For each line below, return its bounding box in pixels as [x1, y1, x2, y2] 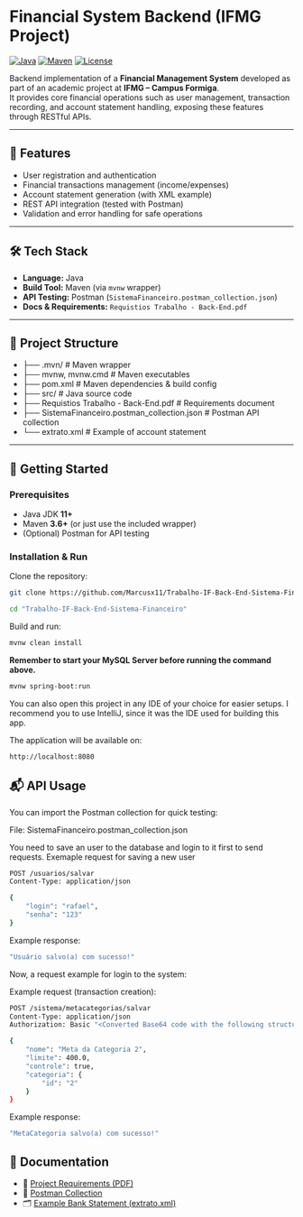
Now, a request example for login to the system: [9, 968, 188, 980]
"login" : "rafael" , [25, 902, 99, 911]
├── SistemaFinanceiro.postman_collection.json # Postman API [22, 408, 260, 419]
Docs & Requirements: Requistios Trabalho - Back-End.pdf [22, 300, 248, 312]
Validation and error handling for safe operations [22, 207, 203, 218]
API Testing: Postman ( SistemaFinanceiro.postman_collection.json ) [22, 291, 278, 302]
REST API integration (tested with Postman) [22, 198, 184, 209]
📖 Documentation [9, 1154, 110, 1169]
